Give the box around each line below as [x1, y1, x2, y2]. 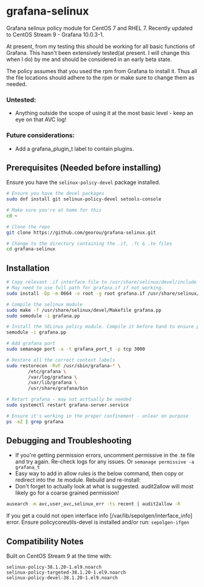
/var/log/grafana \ [28, 374, 78, 380]
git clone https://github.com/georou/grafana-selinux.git [6, 230, 156, 236]
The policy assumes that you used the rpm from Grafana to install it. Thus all [6, 67, 197, 74]
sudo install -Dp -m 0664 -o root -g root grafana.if [6, 290, 146, 297]
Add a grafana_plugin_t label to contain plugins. [15, 145, 135, 152]
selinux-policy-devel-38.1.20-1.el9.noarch [6, 575, 118, 581]
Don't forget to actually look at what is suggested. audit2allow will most [15, 483, 194, 490]
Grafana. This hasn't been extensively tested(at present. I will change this [6, 49, 190, 56]
